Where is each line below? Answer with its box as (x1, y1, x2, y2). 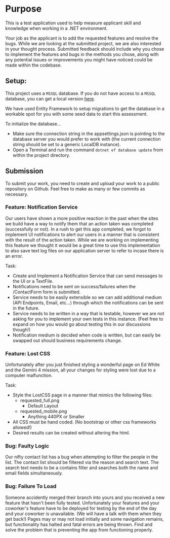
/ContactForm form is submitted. (12, 289, 81, 295)
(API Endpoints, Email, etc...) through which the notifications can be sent (12, 299, 164, 306)
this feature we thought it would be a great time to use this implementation (5, 242, 160, 248)
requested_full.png (20, 397, 60, 403)
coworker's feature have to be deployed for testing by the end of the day (5, 505, 157, 511)
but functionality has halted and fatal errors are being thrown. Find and (5, 521, 153, 527)
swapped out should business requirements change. (12, 337, 122, 343)
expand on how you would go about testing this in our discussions (12, 321, 151, 327)
